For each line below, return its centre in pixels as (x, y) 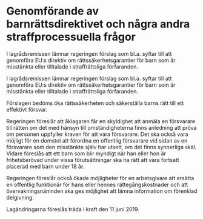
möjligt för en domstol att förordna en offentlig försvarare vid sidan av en (97, 140)
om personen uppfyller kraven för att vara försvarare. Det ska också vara (97, 134)
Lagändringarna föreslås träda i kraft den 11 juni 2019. (73, 209)
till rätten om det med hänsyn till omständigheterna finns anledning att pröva (101, 127)
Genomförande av (52, 11)
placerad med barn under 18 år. (45, 166)
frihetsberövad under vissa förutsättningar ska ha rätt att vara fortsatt (93, 160)
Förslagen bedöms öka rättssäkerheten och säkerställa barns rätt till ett (95, 103)
